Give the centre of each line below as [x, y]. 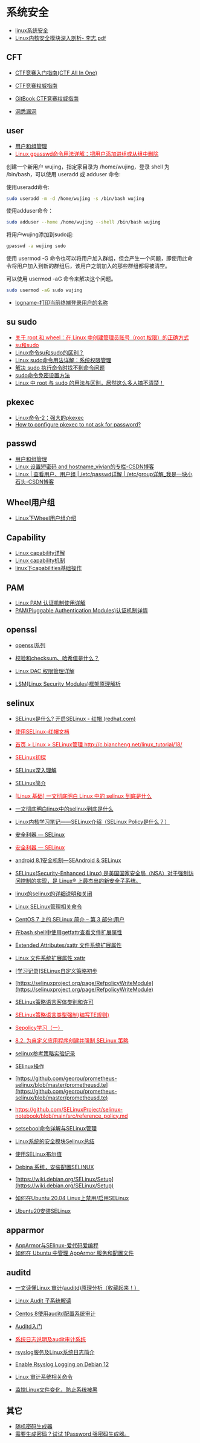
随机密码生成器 [34, 1426]
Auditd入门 [28, 1327]
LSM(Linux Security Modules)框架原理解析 [68, 684]
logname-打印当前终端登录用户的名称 [62, 303]
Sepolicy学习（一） [39, 1027]
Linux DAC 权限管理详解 [45, 671]
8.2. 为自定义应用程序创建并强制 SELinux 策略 [72, 1040]
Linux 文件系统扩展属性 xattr [50, 958]
